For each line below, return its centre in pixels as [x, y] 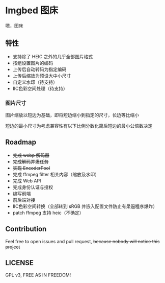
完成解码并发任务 [31, 161]
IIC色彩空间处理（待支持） [40, 88]
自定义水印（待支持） [35, 82]
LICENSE [20, 263]
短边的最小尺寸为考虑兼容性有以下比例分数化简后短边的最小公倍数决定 [79, 126]
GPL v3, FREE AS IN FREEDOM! [38, 275]
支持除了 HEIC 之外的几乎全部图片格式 [53, 56]
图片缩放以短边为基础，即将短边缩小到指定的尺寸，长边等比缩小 [72, 115]
